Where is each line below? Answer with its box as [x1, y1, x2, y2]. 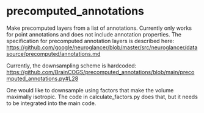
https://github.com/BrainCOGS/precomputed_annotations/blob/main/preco [6, 68, 195, 75]
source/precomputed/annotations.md [6, 50, 101, 57]
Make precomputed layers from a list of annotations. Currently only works [6, 24, 192, 32]
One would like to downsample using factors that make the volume [6, 86, 174, 94]
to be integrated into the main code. [6, 99, 97, 107]
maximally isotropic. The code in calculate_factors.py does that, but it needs [6, 93, 199, 100]
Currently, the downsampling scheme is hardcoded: [6, 62, 137, 69]
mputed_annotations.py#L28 [6, 75, 79, 82]
